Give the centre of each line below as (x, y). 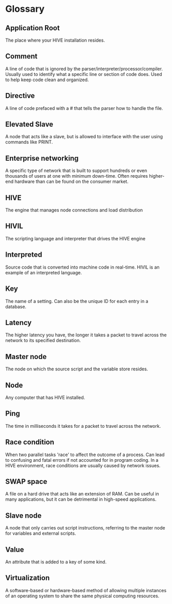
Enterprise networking (42, 158)
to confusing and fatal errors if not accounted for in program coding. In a (82, 460)
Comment (21, 56)
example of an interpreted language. (44, 272)
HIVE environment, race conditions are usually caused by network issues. (83, 465)
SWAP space (26, 482)
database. (16, 307)
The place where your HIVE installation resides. (55, 40)
